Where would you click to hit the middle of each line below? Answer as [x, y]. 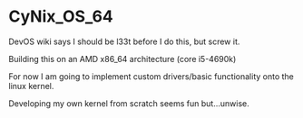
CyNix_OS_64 [61, 17]
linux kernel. [31, 86]
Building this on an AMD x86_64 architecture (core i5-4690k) [122, 59]
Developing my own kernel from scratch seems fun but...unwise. [129, 103]
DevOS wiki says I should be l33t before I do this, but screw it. [124, 41]
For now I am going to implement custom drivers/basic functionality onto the [151, 76]
